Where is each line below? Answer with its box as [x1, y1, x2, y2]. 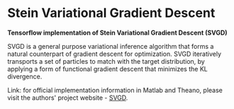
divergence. [7, 72, 43, 81]
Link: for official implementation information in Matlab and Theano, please [7, 86, 223, 94]
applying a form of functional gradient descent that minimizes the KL [7, 64, 208, 73]
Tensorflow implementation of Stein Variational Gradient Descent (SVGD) [7, 28, 228, 37]
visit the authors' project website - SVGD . [7, 93, 128, 102]
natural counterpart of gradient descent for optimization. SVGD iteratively [7, 50, 222, 58]
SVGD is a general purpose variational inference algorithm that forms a [7, 42, 214, 50]
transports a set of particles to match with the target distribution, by [7, 57, 206, 65]
